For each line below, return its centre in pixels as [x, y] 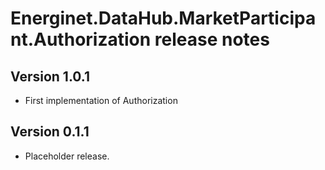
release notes [212, 39]
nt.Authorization [81, 39]
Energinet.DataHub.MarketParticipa [163, 18]
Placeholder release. [67, 156]
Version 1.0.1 [50, 76]
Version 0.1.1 [50, 132]
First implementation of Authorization [101, 100]
